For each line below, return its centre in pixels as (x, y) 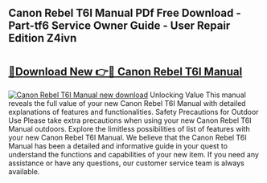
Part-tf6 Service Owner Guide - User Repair (119, 26)
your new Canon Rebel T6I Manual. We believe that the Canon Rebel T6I (127, 137)
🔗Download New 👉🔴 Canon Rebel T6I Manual (125, 71)
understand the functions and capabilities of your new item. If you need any (134, 155)
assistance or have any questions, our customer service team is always (127, 163)
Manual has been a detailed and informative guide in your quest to (118, 146)
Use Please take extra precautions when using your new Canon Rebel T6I (130, 120)
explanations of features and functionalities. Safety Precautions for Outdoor (133, 112)
